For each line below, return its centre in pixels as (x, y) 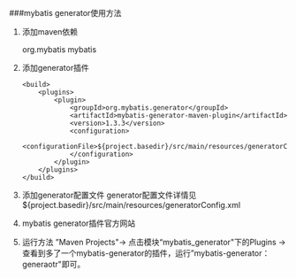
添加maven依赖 (49, 32)
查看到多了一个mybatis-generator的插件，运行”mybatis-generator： (146, 253)
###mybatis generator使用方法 (65, 13)
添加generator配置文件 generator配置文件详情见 (109, 195)
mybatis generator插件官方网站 (79, 223)
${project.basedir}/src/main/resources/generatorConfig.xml (131, 205)
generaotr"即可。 (53, 264)
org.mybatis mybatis (59, 50)
